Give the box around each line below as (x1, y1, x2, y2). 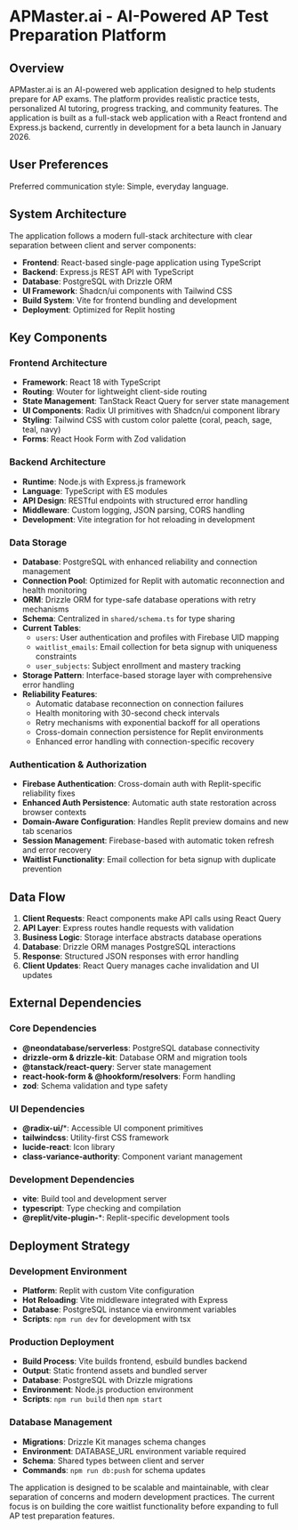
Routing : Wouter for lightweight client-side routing (21, 386, 207, 397)
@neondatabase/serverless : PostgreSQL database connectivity (21, 1042, 261, 1053)
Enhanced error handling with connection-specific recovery (35, 736, 255, 747)
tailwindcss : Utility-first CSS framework (21, 1132, 169, 1143)
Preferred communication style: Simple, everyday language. (9, 181, 229, 191)
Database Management (9, 1416, 113, 1429)
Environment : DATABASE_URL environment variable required (21, 1445, 246, 1456)
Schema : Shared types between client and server (21, 1455, 205, 1466)
